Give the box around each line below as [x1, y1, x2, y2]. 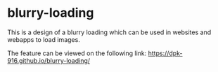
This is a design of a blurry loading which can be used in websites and [7, 28, 212, 36]
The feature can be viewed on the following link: [7, 49, 147, 57]
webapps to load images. [7, 35, 81, 43]
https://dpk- [148, 49, 183, 57]
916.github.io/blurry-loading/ [7, 56, 90, 64]
